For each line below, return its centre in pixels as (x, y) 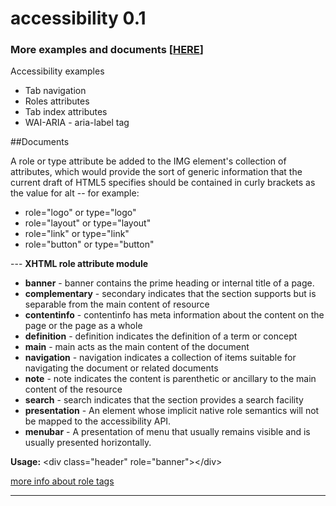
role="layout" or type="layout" (88, 223)
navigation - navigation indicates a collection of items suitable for (160, 358)
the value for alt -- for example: (75, 193)
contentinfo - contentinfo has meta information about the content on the (174, 315)
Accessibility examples (57, 71)
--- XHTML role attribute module (79, 264)
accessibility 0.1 (78, 18)
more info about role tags (62, 481)
